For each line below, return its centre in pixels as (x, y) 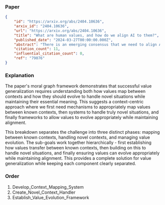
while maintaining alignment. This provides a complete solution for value (78, 158)
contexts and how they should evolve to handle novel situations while (75, 96)
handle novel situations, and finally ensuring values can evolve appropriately (82, 153)
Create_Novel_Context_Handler (44, 192)
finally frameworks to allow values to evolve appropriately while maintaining (82, 117)
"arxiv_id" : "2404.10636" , (41, 26)
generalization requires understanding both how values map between (75, 91)
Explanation (20, 75)
